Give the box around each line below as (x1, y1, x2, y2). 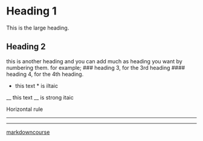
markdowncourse (6, 128, 50, 136)
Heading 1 (6, 4, 57, 18)
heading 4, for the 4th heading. (6, 70, 84, 78)
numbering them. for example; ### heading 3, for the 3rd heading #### (6, 64, 185, 71)
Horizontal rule (6, 105, 43, 113)
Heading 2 (6, 42, 47, 52)
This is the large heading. (6, 24, 69, 31)
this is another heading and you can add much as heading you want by (6, 57, 182, 64)
